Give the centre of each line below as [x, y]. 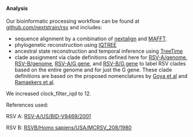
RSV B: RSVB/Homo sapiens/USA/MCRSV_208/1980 [69, 128]
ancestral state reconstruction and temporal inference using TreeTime [99, 51]
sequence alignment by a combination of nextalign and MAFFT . [91, 39]
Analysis [17, 8]
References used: [27, 105]
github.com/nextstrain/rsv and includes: [54, 28]
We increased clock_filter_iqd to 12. [49, 94]
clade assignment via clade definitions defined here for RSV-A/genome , [101, 57]
